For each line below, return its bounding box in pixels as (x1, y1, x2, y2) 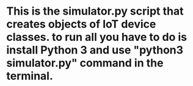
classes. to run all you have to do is (6, 30, 188, 44)
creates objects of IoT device (6, 17, 156, 31)
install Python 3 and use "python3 (6, 43, 184, 57)
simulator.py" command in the (6, 56, 164, 70)
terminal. (6, 69, 54, 83)
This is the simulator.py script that (6, 4, 184, 18)
